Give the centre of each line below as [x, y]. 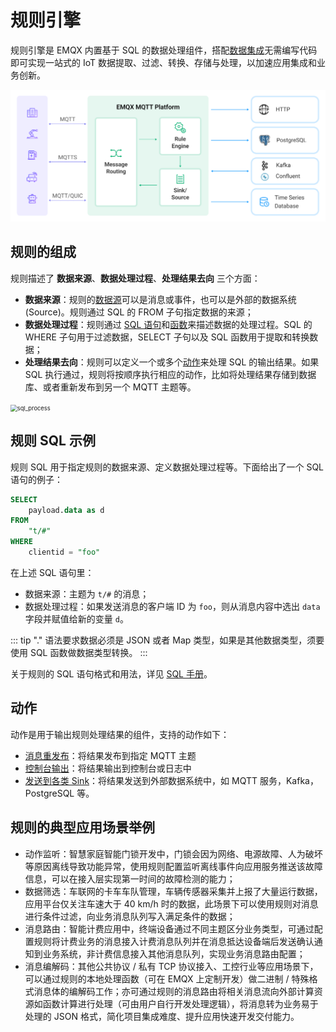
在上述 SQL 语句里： [52, 572]
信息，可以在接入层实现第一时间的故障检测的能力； [130, 878]
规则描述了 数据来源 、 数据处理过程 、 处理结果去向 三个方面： [135, 278]
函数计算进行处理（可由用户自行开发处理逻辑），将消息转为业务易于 [180, 1003]
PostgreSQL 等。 [59, 793]
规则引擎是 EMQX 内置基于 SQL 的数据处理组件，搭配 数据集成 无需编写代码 [164, 50]
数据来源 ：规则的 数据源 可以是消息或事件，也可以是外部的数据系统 [160, 299]
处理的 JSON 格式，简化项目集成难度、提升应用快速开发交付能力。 [162, 1016]
